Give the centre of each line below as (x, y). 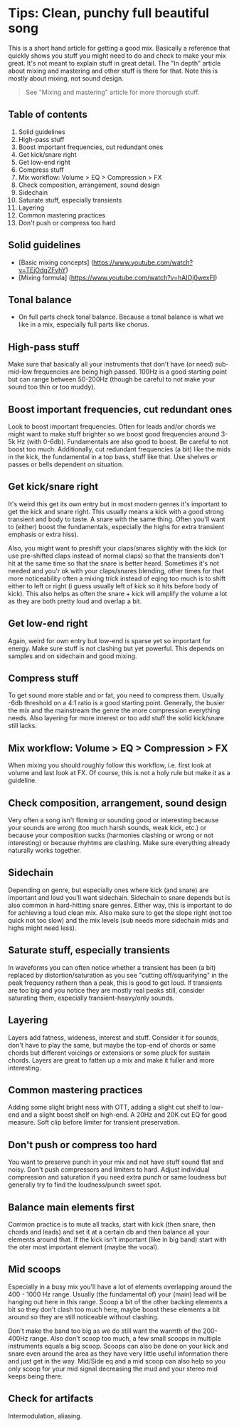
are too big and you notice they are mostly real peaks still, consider (106, 990)
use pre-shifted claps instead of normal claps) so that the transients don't (116, 556)
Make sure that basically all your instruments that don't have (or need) (111, 364)
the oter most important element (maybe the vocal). (84, 1247)
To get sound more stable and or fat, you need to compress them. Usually (116, 695)
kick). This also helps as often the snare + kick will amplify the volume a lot (118, 593)
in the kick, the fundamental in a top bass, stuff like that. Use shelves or (113, 457)
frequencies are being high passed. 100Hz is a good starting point (130, 372)
